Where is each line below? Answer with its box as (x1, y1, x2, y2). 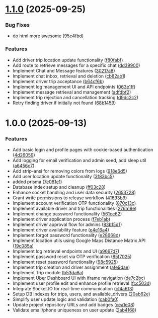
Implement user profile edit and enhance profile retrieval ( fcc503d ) (12, 280, 151, 286)
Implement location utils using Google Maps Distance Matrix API (12, 237, 146, 244)
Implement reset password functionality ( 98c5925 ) (12, 259, 118, 265)
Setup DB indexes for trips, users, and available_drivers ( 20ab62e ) (12, 291, 150, 297)
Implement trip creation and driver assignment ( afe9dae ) (12, 264, 130, 270)
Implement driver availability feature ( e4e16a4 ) (12, 227, 110, 233)
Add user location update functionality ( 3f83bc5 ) (12, 174, 114, 180)
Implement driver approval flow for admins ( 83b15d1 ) (12, 221, 122, 227)
